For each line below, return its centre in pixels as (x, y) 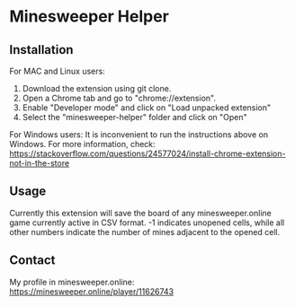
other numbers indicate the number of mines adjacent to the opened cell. (145, 232)
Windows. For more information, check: (82, 144)
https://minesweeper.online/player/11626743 (91, 291)
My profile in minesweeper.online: (72, 282)
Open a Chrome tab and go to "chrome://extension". (119, 98)
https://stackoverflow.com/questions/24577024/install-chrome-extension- (147, 153)
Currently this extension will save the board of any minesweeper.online (140, 213)
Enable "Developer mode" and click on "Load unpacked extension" (147, 108)
